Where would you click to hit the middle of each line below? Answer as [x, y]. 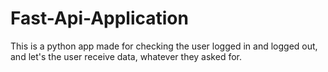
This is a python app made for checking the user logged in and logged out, [164, 46]
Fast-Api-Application [99, 18]
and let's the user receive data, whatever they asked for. [126, 56]
